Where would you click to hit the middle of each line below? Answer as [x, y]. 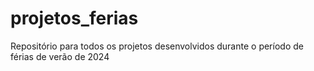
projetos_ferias [74, 18]
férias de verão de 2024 [60, 56]
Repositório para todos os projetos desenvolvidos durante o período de [157, 46]
